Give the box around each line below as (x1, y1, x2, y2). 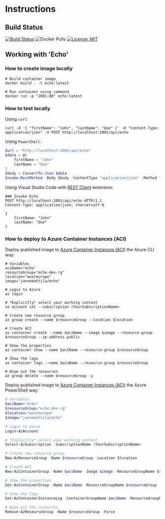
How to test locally (5, 105, 51, 112)
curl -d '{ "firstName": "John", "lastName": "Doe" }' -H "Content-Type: (5, 126, 160, 130)
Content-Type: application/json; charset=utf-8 (5, 203, 105, 208)
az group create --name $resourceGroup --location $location (5, 318, 133, 323)
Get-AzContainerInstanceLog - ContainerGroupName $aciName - (5, 496, 131, 501)
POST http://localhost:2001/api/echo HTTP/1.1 (5, 198, 102, 203)
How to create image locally (5, 65, 73, 72)
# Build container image (5, 76, 56, 81)
